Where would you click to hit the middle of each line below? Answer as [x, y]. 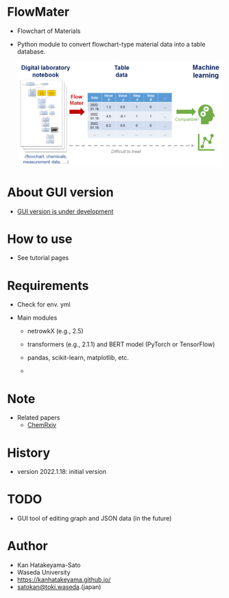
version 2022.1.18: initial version [62, 472]
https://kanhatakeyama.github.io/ [64, 579]
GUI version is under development [65, 211]
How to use [40, 239]
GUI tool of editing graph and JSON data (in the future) [94, 518]
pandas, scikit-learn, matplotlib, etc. [78, 358]
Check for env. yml [44, 304]
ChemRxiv [42, 425]
